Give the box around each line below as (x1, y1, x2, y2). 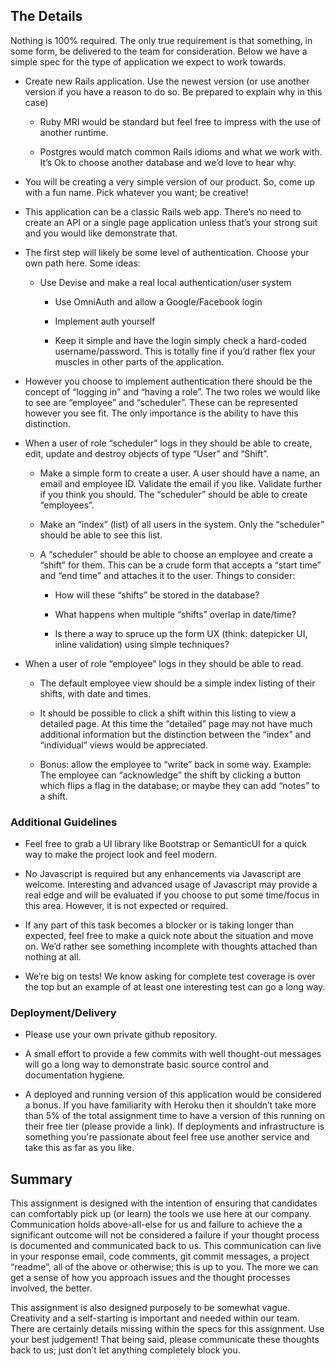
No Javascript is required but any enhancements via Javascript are (24, 868, 302, 880)
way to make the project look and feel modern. (24, 849, 218, 861)
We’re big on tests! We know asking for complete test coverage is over (24, 970, 316, 983)
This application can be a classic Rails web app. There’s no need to (24, 205, 302, 218)
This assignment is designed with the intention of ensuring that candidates (10, 1197, 318, 1209)
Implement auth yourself (54, 315, 156, 327)
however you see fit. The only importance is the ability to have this (24, 407, 299, 419)
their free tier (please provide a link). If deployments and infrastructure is (24, 1120, 325, 1133)
